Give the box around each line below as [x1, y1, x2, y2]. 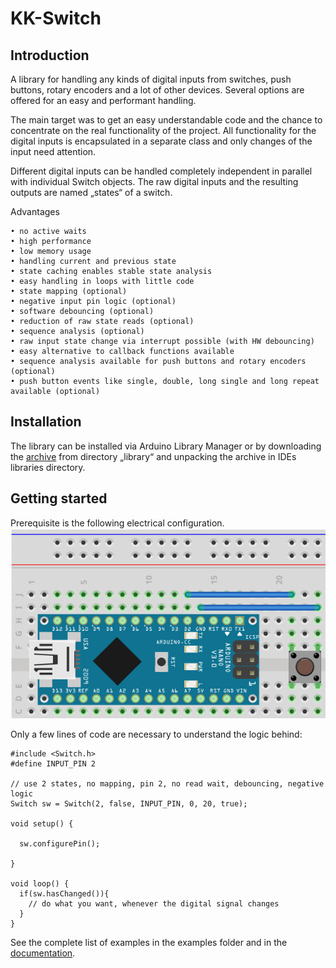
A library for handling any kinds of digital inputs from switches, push [10, 73, 292, 85]
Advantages [10, 206, 60, 217]
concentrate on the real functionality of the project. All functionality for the [10, 125, 317, 136]
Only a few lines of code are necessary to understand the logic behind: [10, 728, 303, 741]
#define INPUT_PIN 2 [10, 759, 97, 769]
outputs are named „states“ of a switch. [10, 187, 173, 198]
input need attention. [10, 146, 97, 157]
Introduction [10, 47, 90, 64]
